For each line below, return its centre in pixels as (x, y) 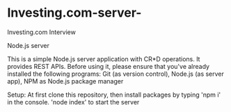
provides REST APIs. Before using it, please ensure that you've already (109, 66)
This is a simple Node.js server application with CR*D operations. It (104, 59)
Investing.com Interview (42, 32)
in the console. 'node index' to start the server (73, 102)
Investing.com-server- (74, 13)
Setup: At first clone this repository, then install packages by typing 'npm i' (114, 95)
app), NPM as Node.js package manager (65, 81)
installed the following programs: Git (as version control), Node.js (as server (116, 74)
